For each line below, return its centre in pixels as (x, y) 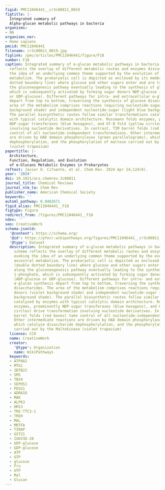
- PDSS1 (17, 388)
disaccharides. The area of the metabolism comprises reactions (81, 288)
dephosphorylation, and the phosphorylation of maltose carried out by (84, 142)
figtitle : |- (18, 14)
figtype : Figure (22, 211)
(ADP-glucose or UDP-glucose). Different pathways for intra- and (83, 279)
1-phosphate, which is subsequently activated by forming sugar (81, 274)
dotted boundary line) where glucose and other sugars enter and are (82, 82)
